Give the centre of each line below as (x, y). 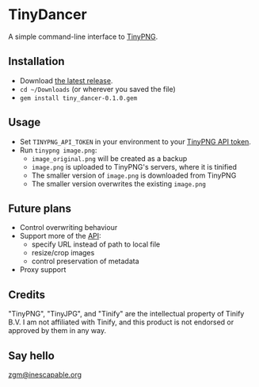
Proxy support (43, 270)
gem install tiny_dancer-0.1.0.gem (78, 98)
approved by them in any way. (57, 331)
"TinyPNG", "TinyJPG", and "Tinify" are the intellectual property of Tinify (126, 314)
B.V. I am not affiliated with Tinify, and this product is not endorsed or (121, 322)
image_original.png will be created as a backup (109, 158)
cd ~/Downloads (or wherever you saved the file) (97, 89)
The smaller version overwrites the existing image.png (118, 183)
